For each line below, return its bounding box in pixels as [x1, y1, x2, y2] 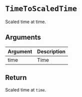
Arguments [5, 33, 41, 41]
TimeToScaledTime [5, 4, 77, 13]
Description [37, 48, 66, 55]
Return [5, 73, 27, 82]
